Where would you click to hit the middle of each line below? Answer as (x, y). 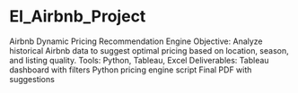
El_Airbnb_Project (78, 17)
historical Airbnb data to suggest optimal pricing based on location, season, (149, 50)
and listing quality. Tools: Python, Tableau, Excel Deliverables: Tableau (139, 60)
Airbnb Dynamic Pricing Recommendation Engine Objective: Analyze (136, 41)
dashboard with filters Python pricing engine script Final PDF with (131, 70)
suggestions (32, 79)
